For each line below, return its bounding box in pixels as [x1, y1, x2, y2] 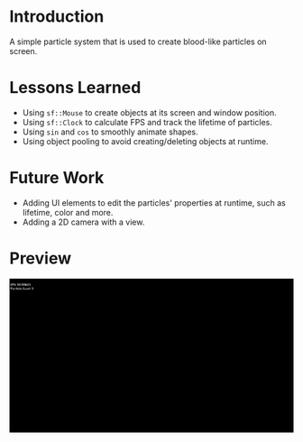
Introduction [9, 6, 105, 27]
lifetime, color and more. [22, 207, 114, 217]
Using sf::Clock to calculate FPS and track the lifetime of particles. [22, 116, 273, 127]
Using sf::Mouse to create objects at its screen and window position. [22, 106, 277, 118]
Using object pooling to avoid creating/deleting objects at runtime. [22, 135, 269, 146]
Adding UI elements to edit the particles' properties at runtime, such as [22, 197, 286, 208]
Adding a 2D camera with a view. [22, 216, 145, 227]
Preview [9, 248, 72, 268]
